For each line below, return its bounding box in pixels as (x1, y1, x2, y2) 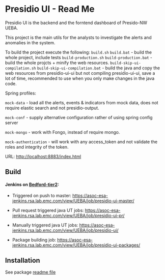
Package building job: (12, 237, 56, 243)
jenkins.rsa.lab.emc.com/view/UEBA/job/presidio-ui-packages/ (12, 242, 140, 248)
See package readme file (5, 269, 56, 275)
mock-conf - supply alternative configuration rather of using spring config (5, 114, 153, 120)
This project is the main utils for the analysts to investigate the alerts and (5, 34, 152, 40)
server (5, 120, 19, 125)
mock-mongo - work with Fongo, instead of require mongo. (5, 129, 120, 135)
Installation (5, 256, 40, 264)
